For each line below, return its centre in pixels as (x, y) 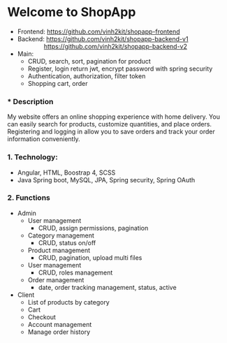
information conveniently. (44, 139)
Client (26, 295)
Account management (60, 324)
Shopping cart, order (58, 83)
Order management (56, 279)
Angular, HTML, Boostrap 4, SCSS (66, 173)
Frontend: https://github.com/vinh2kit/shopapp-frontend (98, 31)
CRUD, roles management (75, 272)
